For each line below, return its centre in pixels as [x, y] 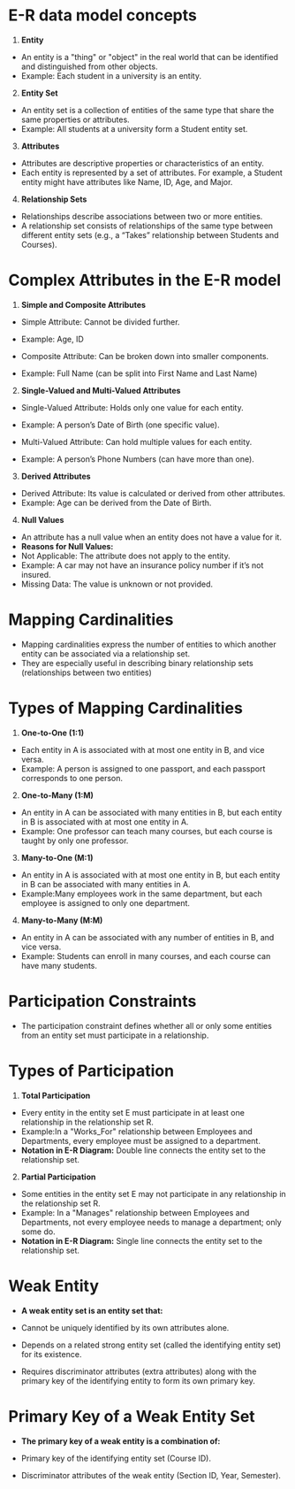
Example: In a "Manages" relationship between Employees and [135, 1212]
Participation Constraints [102, 1001]
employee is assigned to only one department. [106, 902]
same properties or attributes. [75, 119]
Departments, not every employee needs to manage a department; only [151, 1222]
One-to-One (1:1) [53, 733]
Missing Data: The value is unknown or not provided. [117, 584]
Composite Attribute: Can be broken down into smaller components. [145, 356]
